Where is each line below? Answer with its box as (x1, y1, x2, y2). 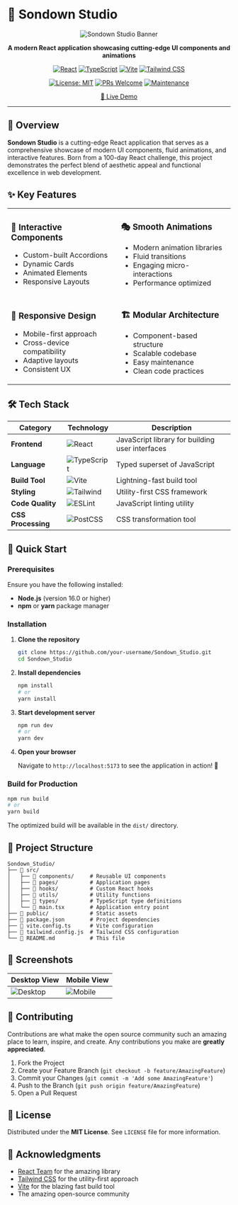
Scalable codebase (132, 348, 197, 358)
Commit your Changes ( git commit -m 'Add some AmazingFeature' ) (17, 1073, 214, 1082)
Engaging (132, 261, 165, 270)
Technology (67, 423, 108, 433)
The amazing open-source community (17, 1189, 130, 1199)
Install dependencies (17, 668, 81, 677)
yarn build (7, 809, 40, 816)
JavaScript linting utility (115, 498, 195, 508)
